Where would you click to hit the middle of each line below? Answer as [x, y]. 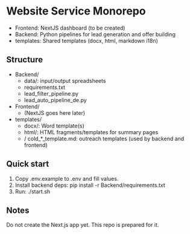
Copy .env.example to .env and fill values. [67, 178]
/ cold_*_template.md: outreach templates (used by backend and [104, 138]
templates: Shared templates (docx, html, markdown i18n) [87, 41]
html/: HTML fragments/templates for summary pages [91, 132]
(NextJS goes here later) [55, 112]
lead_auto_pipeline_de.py [55, 100]
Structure [25, 60]
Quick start [28, 164]
